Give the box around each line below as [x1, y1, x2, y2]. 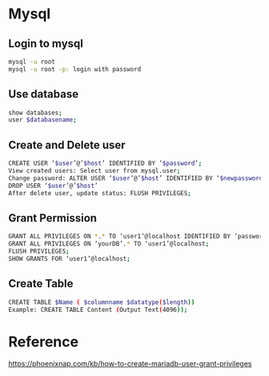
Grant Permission [8, 211, 98, 225]
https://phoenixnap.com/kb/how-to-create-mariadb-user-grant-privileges [8, 359, 252, 369]
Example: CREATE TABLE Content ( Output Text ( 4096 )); [8, 306, 188, 314]
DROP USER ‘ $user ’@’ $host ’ [8, 182, 98, 190]
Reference [8, 333, 78, 350]
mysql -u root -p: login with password [8, 65, 142, 73]
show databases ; [8, 109, 62, 117]
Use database [8, 87, 78, 101]
